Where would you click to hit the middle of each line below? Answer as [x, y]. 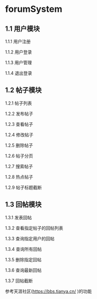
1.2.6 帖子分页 [19, 156]
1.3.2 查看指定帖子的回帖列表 [34, 228]
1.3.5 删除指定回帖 [23, 259]
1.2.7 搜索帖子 [19, 166]
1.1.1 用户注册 [18, 41]
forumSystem [34, 9]
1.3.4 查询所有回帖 [23, 249]
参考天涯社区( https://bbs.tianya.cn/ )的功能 [48, 291]
